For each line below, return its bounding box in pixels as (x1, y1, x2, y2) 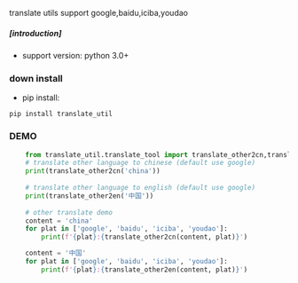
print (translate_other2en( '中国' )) (25, 191, 154, 200)
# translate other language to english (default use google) (25, 184, 255, 193)
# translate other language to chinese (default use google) (25, 159, 255, 168)
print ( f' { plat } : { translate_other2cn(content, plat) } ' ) (41, 232, 248, 242)
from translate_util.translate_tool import (25, 150, 189, 159)
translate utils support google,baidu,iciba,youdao (9, 8, 189, 18)
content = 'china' (25, 216, 93, 225)
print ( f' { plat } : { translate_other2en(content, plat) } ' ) (41, 265, 248, 274)
